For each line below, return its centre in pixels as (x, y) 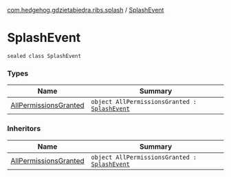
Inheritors (24, 129)
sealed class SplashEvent (44, 56)
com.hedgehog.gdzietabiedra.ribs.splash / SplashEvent (86, 10)
